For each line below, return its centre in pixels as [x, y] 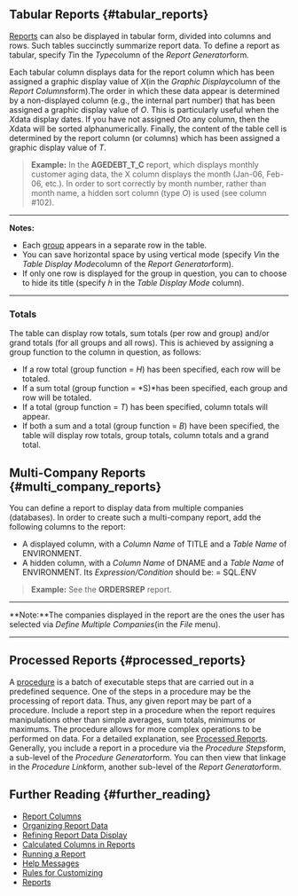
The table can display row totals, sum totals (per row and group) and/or [140, 334]
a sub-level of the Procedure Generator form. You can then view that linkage [148, 757]
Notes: [22, 228]
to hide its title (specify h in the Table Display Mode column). [133, 282]
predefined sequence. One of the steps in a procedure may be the [130, 691]
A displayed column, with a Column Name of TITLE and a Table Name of [154, 544]
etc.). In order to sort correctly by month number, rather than [156, 183]
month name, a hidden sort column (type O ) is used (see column [149, 193]
